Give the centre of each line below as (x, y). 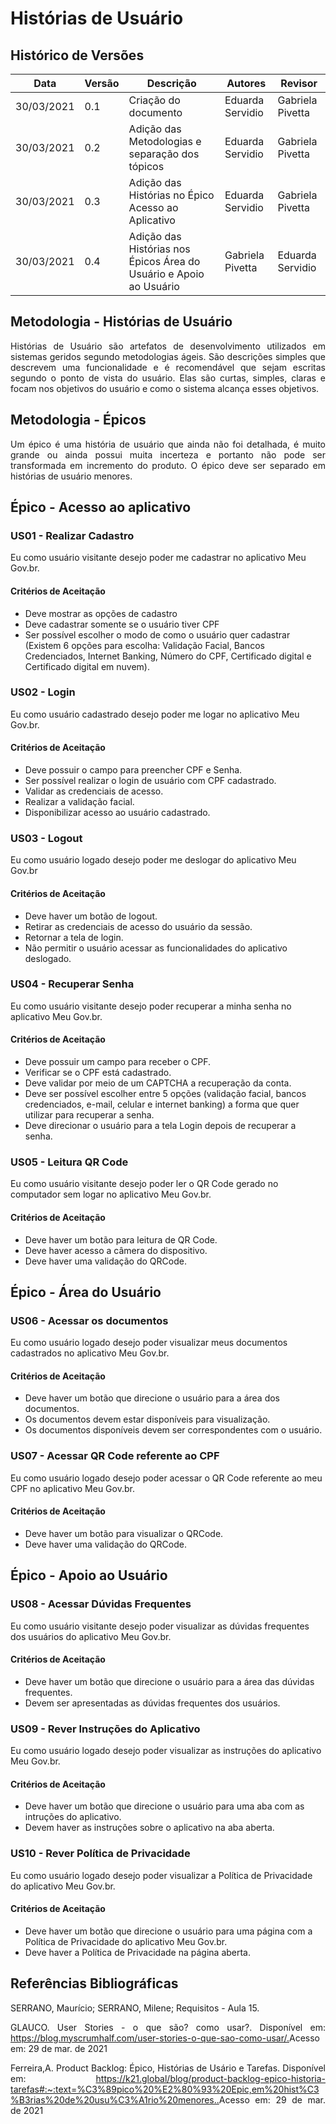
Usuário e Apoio (166, 274)
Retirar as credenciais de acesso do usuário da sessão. (138, 926)
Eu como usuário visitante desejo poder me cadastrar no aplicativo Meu (158, 558)
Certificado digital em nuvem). (87, 666)
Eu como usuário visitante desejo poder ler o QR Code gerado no (144, 1184)
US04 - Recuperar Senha (72, 984)
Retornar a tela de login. (74, 937)
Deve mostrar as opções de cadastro (101, 613)
